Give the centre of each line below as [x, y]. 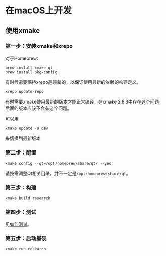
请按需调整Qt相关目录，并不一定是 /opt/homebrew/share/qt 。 [68, 173]
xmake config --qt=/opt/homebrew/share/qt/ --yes [59, 164]
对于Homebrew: [22, 58]
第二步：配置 [21, 152]
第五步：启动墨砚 [26, 238]
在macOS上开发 [39, 10]
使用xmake [23, 31]
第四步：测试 [21, 212]
